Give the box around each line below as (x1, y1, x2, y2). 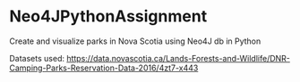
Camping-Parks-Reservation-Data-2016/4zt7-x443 (9, 62, 199, 73)
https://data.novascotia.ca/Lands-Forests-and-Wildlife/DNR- (66, 53, 291, 63)
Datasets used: (9, 53, 65, 63)
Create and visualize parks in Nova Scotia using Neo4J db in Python (9, 36, 261, 46)
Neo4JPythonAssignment (9, 6, 208, 27)
